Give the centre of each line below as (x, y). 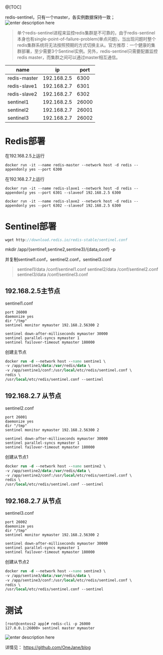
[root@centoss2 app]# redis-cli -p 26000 (48, 624)
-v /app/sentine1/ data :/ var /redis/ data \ (48, 366)
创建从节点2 (17, 562)
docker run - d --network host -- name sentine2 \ (55, 466)
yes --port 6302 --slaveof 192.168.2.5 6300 (75, 206)
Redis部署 (25, 141)
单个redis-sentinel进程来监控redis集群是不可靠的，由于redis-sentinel (86, 33)
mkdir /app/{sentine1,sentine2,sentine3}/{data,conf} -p (60, 249)
